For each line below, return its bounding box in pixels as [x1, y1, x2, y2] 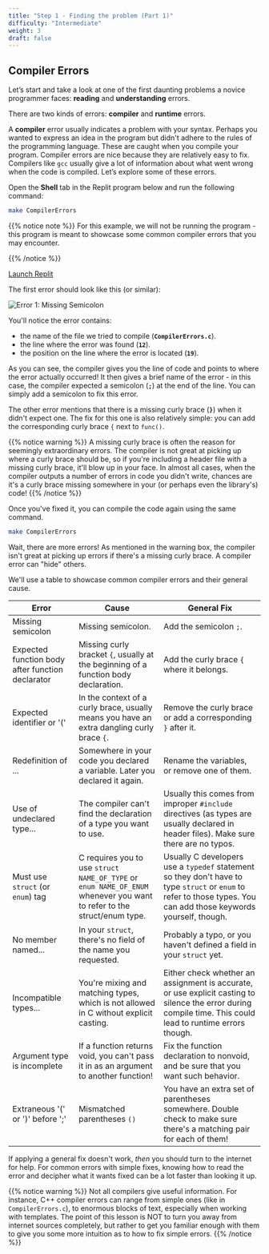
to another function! [78, 1070, 154, 1081]
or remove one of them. [163, 765, 252, 776]
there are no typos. [163, 838, 235, 849]
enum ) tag [12, 890, 46, 902]
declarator [12, 673, 51, 685]
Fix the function [163, 1040, 223, 1051]
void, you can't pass [78, 1050, 155, 1061]
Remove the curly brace [163, 701, 254, 713]
